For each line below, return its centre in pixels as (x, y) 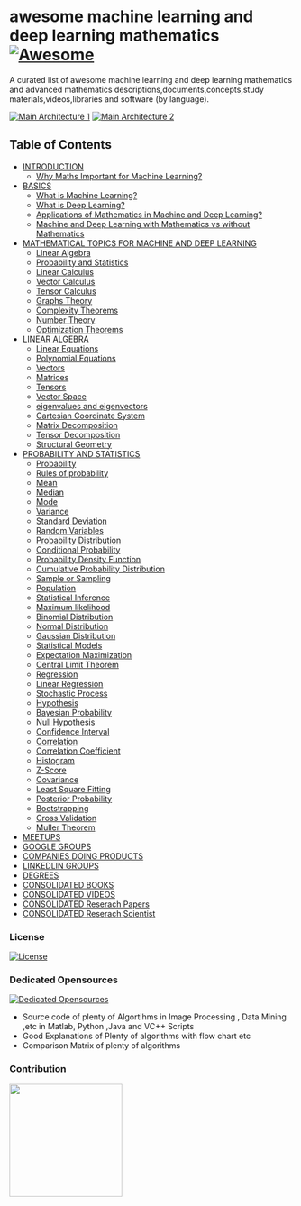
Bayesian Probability (74, 712)
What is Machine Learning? (87, 195)
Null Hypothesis (65, 722)
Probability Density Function (88, 559)
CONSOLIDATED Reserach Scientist (89, 913)
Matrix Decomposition (77, 425)
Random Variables (69, 530)
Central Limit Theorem (78, 664)
